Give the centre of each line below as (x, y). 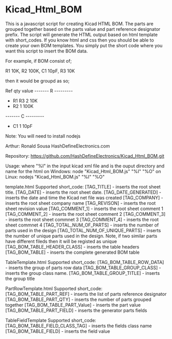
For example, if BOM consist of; (39, 61)
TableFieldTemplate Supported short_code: (51, 320)
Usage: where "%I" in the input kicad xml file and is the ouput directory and (85, 166)
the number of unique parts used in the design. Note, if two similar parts (81, 236)
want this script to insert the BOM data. (47, 51)
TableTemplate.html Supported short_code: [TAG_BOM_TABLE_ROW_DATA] (85, 262)
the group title (20, 278)
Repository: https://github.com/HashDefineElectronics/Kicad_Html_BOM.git (85, 156)
